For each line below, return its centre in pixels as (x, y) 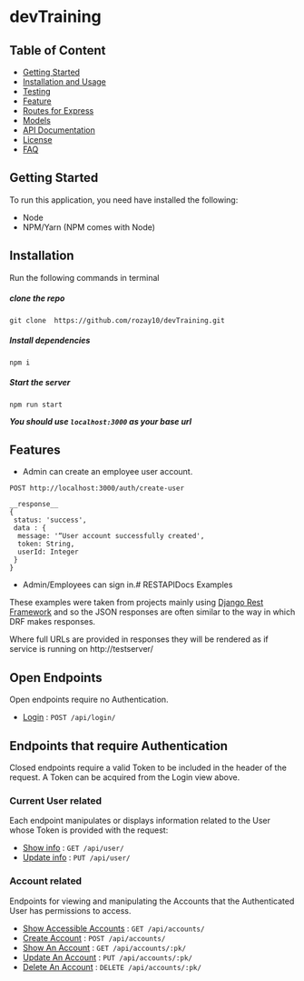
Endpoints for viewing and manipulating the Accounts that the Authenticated (152, 901)
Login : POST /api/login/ (69, 717)
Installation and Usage (64, 82)
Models (37, 120)
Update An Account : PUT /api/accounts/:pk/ (108, 957)
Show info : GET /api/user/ (73, 848)
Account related (46, 881)
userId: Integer (48, 552)
